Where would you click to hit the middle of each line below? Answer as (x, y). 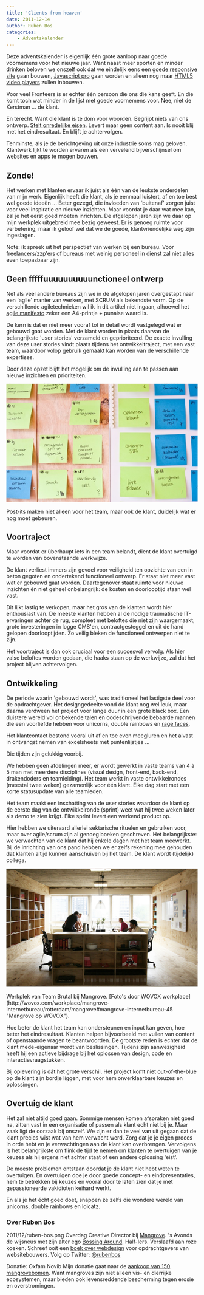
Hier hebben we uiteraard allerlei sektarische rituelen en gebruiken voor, (97, 828)
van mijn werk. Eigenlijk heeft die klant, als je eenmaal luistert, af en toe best (102, 196)
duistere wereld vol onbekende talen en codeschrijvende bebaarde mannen (101, 717)
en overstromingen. (31, 1286)
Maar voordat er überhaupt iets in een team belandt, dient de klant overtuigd (102, 552)
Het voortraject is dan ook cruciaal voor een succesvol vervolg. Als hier (96, 651)
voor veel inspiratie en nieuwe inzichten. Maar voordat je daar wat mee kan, (101, 209)
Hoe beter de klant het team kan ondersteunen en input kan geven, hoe (96, 1027)
